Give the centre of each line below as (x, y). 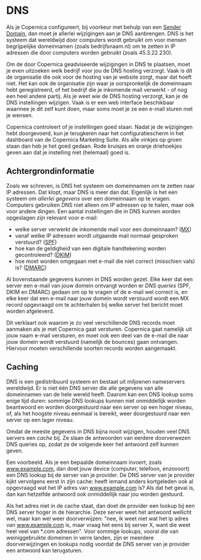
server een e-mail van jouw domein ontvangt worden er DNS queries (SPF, (98, 285)
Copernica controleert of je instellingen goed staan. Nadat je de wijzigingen (100, 127)
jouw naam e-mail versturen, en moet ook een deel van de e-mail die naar (97, 335)
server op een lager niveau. (40, 420)
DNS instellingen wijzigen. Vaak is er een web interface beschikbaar (90, 102)
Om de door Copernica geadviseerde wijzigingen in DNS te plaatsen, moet (98, 64)
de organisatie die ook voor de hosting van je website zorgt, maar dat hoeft (99, 77)
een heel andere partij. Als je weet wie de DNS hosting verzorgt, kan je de (97, 96)
